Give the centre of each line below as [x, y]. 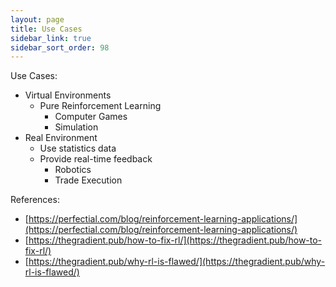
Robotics [73, 170]
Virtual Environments [68, 95]
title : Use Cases [46, 29]
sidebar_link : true [51, 38]
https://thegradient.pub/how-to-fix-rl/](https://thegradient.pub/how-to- [175, 240]
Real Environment [61, 138]
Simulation [76, 127]
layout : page [37, 19]
